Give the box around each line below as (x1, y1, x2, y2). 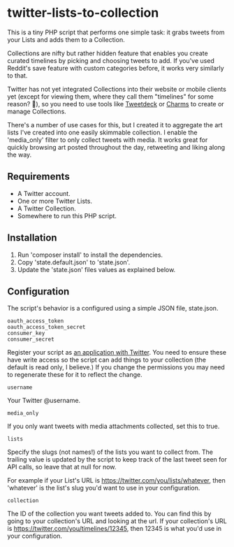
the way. (7, 150, 32, 159)
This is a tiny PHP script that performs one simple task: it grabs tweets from (7, 28, 225, 36)
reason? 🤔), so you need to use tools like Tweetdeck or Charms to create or (7, 99, 225, 108)
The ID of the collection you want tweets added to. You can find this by (7, 509, 212, 518)
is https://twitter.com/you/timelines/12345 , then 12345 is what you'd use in (7, 525, 222, 533)
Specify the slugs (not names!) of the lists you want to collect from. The (7, 448, 214, 456)
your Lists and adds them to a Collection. (7, 35, 125, 43)
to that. (7, 71, 28, 80)
